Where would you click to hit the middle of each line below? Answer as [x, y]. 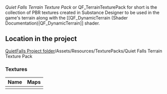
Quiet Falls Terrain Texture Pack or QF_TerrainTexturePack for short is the [81, 7]
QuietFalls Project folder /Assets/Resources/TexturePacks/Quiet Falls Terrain [84, 51]
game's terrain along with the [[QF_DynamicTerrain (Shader [66, 18]
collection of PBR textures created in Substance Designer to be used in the [82, 12]
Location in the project [41, 39]
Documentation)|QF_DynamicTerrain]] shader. [53, 23]
